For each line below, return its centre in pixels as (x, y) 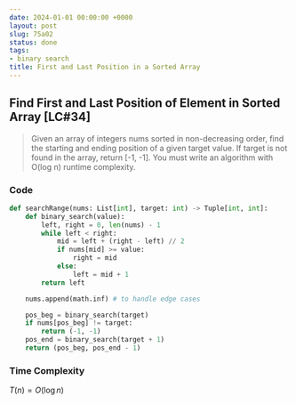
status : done (33, 42)
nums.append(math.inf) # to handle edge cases (113, 299)
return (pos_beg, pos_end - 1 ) (83, 348)
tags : (19, 51)
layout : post (33, 26)
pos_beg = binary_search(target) (87, 315)
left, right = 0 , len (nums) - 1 (101, 225)
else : (67, 267)
